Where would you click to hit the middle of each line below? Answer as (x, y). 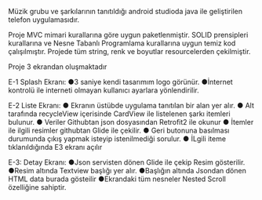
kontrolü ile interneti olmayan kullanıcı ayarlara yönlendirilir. (104, 90)
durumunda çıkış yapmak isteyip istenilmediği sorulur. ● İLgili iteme (117, 139)
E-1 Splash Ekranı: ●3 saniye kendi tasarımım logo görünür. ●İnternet (120, 82)
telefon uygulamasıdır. (44, 20)
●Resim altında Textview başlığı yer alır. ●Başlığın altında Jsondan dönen (127, 171)
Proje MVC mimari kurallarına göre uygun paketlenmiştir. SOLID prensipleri (128, 35)
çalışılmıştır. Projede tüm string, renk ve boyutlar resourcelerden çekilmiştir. (129, 51)
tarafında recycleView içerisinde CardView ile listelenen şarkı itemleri (119, 114)
